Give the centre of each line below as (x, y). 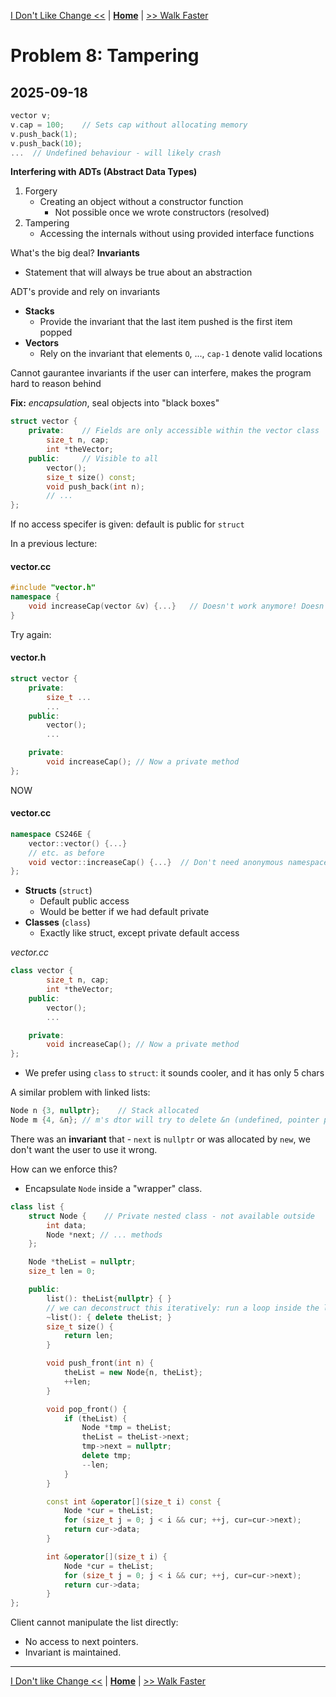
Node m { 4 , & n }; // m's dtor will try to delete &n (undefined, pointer (165, 1120)
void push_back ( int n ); (95, 486)
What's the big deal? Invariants (75, 253)
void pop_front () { (87, 1409)
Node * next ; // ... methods (104, 1235)
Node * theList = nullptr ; (82, 1262)
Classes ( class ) (57, 922)
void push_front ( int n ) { (100, 1363)
